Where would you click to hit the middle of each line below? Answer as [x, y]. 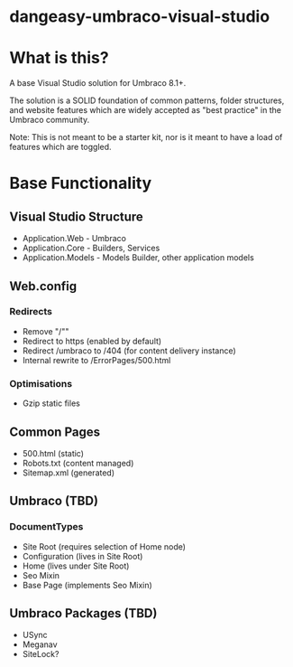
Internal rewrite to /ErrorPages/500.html [96, 360]
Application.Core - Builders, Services [91, 248]
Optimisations [41, 383]
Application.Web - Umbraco [74, 239]
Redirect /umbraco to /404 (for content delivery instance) [129, 351]
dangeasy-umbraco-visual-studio [140, 17]
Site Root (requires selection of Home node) [104, 546]
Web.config [43, 286]
